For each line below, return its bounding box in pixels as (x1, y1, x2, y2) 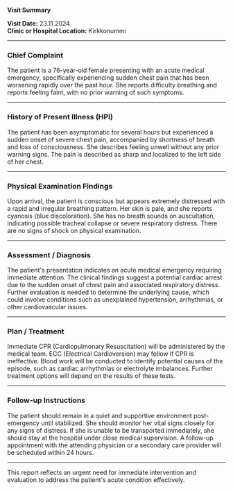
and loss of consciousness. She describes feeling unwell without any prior (7, 142, 220, 151)
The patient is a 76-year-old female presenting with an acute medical (7, 66, 205, 75)
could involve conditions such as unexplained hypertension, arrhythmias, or (7, 295, 223, 304)
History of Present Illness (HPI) (7, 112, 113, 122)
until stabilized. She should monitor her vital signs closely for (41, 419, 215, 427)
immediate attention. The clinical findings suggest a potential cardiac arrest (7, 273, 223, 282)
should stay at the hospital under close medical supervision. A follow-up (7, 433, 214, 442)
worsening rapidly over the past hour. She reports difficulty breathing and (7, 81, 217, 89)
